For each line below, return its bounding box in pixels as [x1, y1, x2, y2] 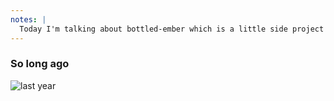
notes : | [10, 14, 47, 25]
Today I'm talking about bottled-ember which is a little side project [19, 24, 325, 34]
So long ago [10, 57, 70, 71]
